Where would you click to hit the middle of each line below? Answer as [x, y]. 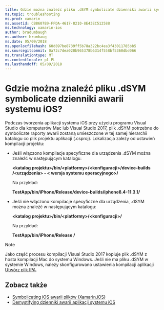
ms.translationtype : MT [29, 55]
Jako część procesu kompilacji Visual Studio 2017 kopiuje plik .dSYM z [76, 254]
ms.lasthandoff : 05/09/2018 [34, 64]
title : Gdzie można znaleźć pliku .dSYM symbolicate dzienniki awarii [78, 10]
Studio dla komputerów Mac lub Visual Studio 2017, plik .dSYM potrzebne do [82, 128]
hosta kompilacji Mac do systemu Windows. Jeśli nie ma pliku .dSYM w [77, 260]
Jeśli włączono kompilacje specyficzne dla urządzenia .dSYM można [81, 153]
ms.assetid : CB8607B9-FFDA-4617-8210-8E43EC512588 [58, 23]
